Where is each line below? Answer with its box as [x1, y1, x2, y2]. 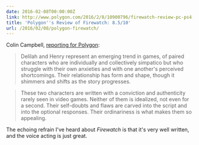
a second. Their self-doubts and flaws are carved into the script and [20, 102, 188, 109]
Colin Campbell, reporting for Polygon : [6, 41, 100, 49]
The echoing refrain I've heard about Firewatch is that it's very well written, [6, 126, 190, 133]
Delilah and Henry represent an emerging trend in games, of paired [20, 53, 185, 60]
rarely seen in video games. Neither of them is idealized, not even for [20, 96, 190, 103]
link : [6, 14, 20, 20]
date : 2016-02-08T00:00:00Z [6, 8, 76, 15]
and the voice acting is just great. [6, 133, 88, 140]
